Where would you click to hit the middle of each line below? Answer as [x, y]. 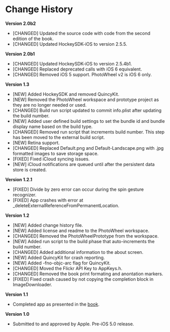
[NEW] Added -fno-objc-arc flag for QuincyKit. [61, 263]
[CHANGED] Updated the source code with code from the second [81, 33]
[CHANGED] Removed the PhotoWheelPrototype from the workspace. [86, 236]
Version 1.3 [17, 84]
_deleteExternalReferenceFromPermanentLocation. [66, 205]
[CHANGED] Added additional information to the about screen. [78, 252]
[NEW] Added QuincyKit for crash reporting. [59, 257]
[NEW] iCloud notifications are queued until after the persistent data [83, 164]
